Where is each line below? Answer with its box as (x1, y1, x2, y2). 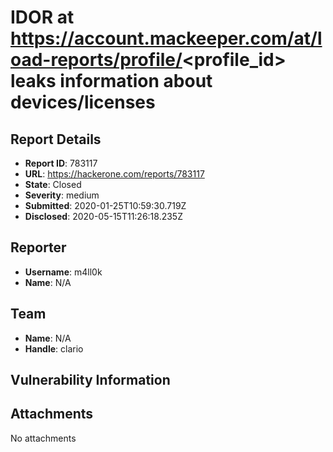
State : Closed (24, 179, 82, 190)
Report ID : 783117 (24, 157, 98, 169)
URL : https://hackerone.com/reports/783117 (24, 168, 205, 180)
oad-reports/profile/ (10, 49, 183, 71)
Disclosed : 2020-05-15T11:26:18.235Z (24, 211, 183, 222)
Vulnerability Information (10, 372, 171, 389)
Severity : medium (24, 189, 100, 201)
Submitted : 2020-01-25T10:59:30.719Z (24, 200, 187, 211)
